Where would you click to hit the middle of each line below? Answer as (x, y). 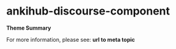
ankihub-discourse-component (88, 11)
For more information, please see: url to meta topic (71, 39)
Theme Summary (29, 28)
